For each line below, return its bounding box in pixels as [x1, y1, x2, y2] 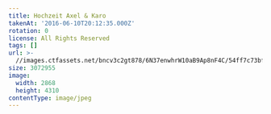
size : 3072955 [8, 64, 56, 72]
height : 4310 [15, 86, 60, 95]
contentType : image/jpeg [8, 94, 92, 102]
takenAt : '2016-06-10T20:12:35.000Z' [8, 19, 135, 27]
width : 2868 [15, 79, 56, 87]
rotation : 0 [8, 26, 48, 35]
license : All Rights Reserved [8, 34, 110, 43]
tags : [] [8, 42, 38, 50]
